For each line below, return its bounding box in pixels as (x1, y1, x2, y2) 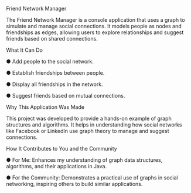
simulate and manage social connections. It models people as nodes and (6, 23, 182, 29)
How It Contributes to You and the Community (6, 145, 117, 152)
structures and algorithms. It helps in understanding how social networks (6, 121, 182, 128)
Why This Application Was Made (6, 104, 85, 111)
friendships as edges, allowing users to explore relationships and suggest (6, 29, 184, 36)
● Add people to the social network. (6, 58, 94, 65)
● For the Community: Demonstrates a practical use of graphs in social (6, 174, 179, 181)
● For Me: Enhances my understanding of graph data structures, (6, 157, 163, 164)
